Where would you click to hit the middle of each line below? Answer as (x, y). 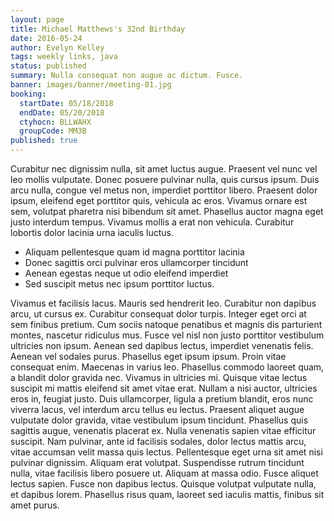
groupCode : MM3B (53, 131)
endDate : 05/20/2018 (62, 112)
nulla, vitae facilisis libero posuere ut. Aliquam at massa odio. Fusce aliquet (164, 473)
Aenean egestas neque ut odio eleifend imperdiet (126, 273)
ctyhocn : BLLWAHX (55, 122)
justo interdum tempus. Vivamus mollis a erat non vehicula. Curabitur (152, 222)
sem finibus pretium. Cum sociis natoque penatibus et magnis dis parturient (166, 324)
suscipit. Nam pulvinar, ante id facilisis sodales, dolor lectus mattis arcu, (158, 441)
